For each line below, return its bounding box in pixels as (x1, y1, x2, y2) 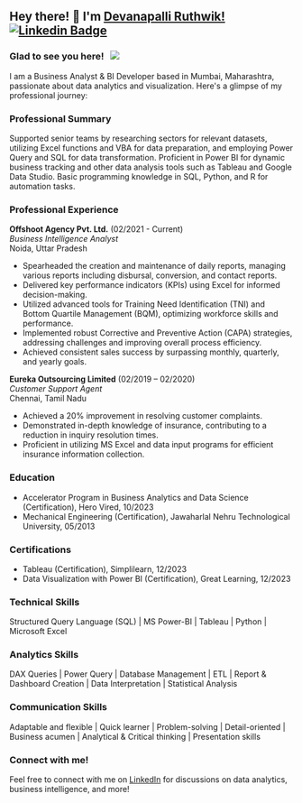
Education (9, 471, 56, 484)
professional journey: (9, 89, 88, 100)
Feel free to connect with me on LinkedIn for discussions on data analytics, (9, 774, 288, 785)
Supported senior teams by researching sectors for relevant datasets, (9, 133, 268, 143)
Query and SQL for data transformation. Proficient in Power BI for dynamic (9, 152, 286, 162)
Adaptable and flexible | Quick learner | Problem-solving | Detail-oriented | (9, 721, 286, 732)
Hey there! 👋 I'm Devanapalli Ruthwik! (9, 9, 225, 24)
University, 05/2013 (22, 521, 96, 531)
